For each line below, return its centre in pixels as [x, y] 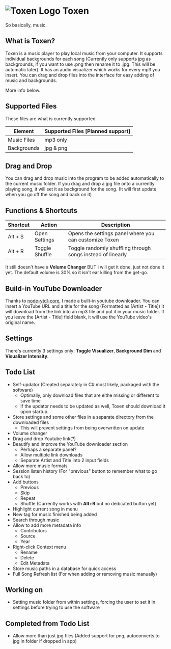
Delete [27, 557]
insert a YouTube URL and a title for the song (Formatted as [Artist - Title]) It [85, 306]
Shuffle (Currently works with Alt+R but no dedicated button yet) [88, 503]
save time [30, 400]
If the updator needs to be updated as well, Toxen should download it [93, 406]
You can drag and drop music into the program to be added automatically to [85, 178]
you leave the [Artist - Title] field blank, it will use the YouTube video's [78, 317]
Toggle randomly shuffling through [109, 248]
